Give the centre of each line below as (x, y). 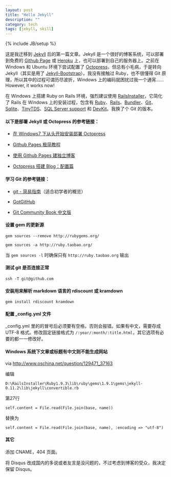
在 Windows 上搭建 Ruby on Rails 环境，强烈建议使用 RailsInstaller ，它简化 (84, 96)
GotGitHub (24, 201)
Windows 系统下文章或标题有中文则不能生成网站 (57, 351)
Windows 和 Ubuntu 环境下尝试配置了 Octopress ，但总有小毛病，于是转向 (83, 67)
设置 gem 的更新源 (25, 225)
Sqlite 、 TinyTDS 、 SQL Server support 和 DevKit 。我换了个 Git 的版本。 (81, 109)
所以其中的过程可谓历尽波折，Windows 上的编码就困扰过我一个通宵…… (89, 80)
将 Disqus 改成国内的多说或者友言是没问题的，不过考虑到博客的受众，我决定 (85, 463)
